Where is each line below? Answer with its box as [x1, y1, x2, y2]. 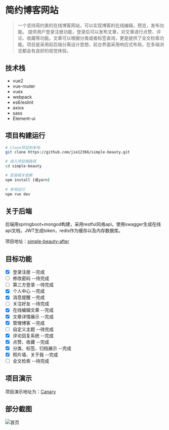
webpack [12, 94, 32, 100]
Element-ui [12, 115, 35, 122]
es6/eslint [12, 99, 34, 105]
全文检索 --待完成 [12, 358, 50, 364]
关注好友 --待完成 [12, 301, 50, 307]
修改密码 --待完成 [12, 276, 50, 282]
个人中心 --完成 [12, 288, 45, 294]
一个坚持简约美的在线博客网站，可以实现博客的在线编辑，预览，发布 [17, 22, 160, 28]
